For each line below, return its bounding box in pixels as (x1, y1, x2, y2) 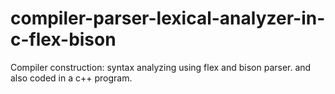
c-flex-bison (10, 28, 117, 51)
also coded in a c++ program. (10, 72, 133, 84)
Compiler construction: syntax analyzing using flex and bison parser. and (10, 61, 312, 73)
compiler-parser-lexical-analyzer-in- (10, 7, 326, 30)
